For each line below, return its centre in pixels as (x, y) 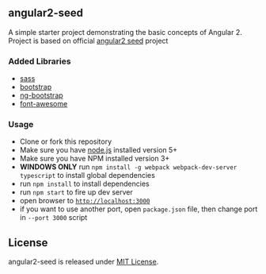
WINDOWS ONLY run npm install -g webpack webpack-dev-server (128, 167)
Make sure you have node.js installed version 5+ (99, 150)
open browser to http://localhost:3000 (85, 201)
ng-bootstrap (41, 95)
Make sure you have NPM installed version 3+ (95, 159)
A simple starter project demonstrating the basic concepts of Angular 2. (125, 32)
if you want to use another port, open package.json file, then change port (139, 209)
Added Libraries (40, 61)
